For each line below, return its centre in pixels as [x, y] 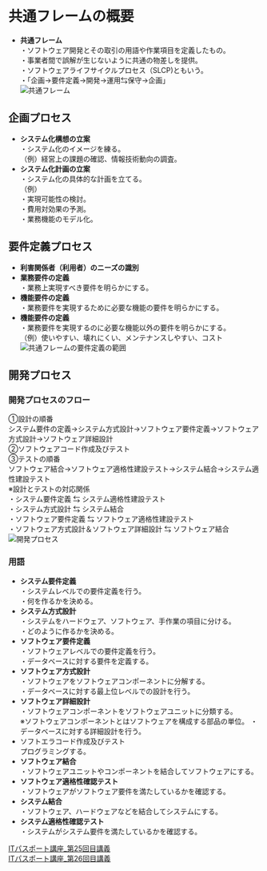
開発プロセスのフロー [49, 400]
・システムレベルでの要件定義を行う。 [83, 591]
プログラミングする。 [55, 751]
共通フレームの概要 [71, 16]
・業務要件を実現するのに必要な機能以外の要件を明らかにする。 [125, 327]
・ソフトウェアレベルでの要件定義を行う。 [90, 651]
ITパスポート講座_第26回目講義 [60, 858]
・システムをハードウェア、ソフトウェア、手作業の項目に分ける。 [128, 621]
